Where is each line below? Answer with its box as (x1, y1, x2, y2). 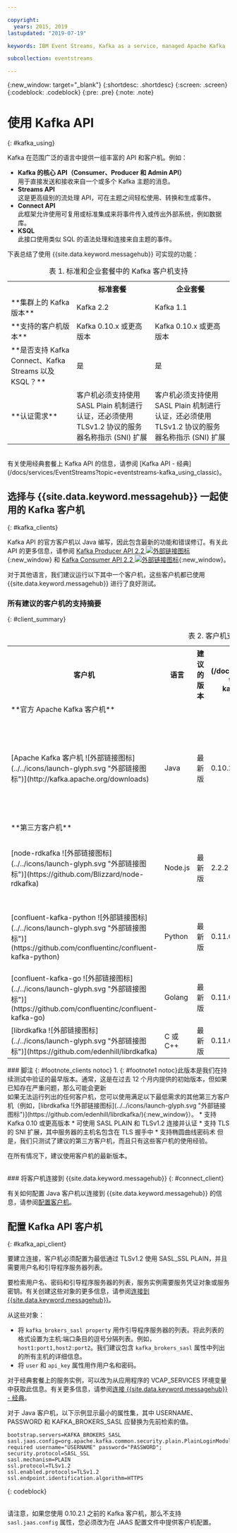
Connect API (17, 202, 56, 210)
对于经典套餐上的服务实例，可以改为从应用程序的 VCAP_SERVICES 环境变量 (7, 1376, 227, 1384)
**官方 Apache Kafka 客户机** (11, 705, 115, 715)
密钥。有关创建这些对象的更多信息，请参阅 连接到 (7, 1287, 150, 1295)
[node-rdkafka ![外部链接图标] (11, 848, 113, 858)
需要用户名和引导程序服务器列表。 (7, 1263, 107, 1271)
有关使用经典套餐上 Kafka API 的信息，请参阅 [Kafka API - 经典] (7, 459, 192, 468)
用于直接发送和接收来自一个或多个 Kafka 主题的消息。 (17, 177, 174, 186)
